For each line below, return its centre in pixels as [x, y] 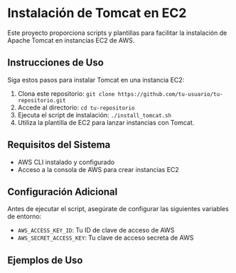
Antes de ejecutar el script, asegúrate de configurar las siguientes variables [118, 209]
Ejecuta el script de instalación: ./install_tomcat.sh [95, 114]
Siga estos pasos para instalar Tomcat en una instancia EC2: [96, 80]
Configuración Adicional [63, 192]
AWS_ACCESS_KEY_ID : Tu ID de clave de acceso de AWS [96, 230]
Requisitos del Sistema [59, 145]
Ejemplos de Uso [45, 260]
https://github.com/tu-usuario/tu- [170, 94]
